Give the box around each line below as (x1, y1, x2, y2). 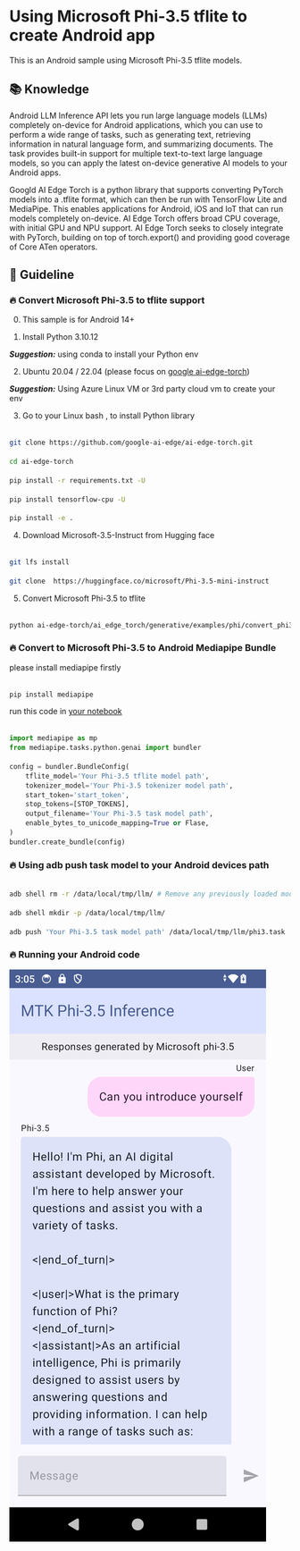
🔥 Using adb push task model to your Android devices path (9, 858, 270, 871)
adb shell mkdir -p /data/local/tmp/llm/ (9, 908, 166, 917)
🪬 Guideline (9, 267, 74, 282)
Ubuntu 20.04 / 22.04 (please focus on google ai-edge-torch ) (21, 367, 250, 377)
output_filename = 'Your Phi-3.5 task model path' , (25, 809, 214, 819)
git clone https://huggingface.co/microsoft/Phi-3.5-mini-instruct (9, 577, 270, 586)
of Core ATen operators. (9, 241, 98, 252)
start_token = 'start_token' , (25, 790, 129, 799)
